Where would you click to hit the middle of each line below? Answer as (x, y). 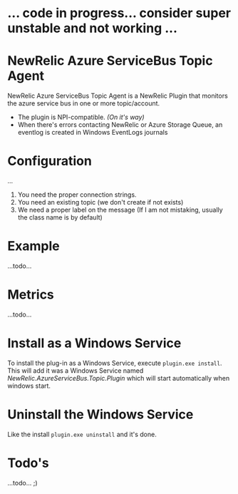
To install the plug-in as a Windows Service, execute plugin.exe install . (115, 363)
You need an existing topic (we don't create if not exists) (100, 202)
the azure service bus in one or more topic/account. (84, 103)
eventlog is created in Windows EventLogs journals (93, 133)
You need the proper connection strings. (77, 195)
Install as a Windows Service (94, 343)
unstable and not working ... (93, 28)
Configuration (50, 161)
